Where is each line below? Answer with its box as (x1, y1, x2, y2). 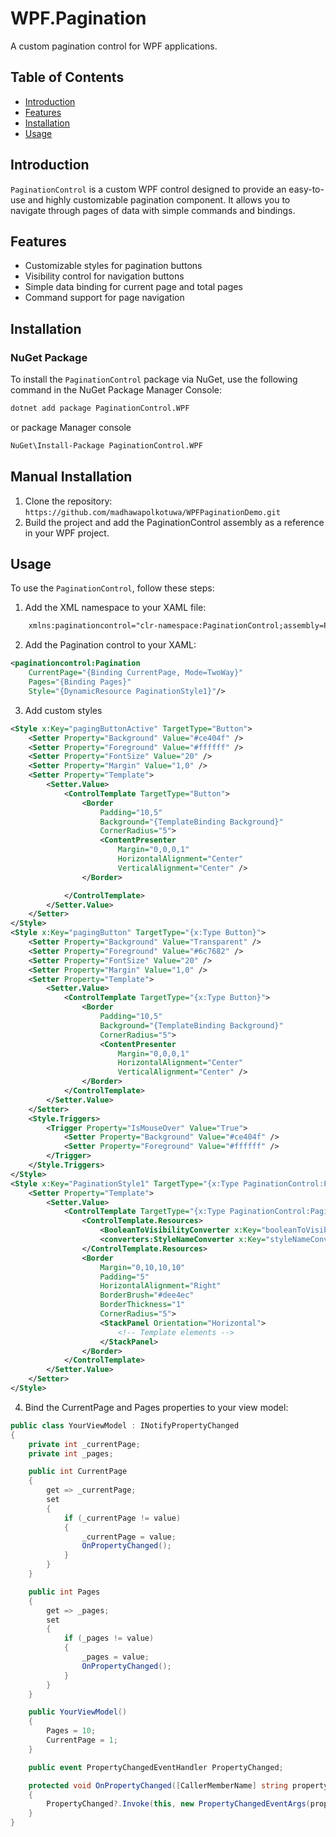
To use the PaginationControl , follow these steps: (10, 582, 215, 594)
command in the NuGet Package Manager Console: (10, 384, 222, 396)
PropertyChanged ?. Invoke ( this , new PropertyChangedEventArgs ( (46, 1799, 311, 1809)
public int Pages (28, 1587, 101, 1597)
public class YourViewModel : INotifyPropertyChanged (10, 1420, 240, 1431)
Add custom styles (24, 704, 103, 716)
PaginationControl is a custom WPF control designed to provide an (10, 183, 287, 195)
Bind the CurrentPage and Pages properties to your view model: (24, 1401, 289, 1413)
